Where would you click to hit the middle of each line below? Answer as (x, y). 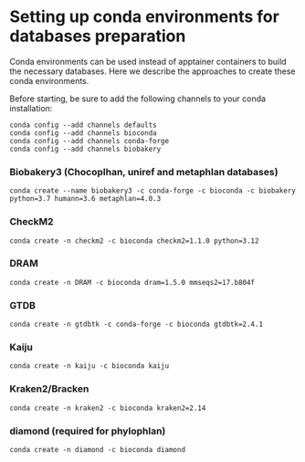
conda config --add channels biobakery (85, 149)
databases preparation (98, 36)
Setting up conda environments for (145, 17)
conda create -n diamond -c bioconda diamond (97, 450)
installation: (31, 108)
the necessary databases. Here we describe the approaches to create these (152, 71)
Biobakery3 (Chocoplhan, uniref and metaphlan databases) (144, 172)
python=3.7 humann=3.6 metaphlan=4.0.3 (85, 199)
